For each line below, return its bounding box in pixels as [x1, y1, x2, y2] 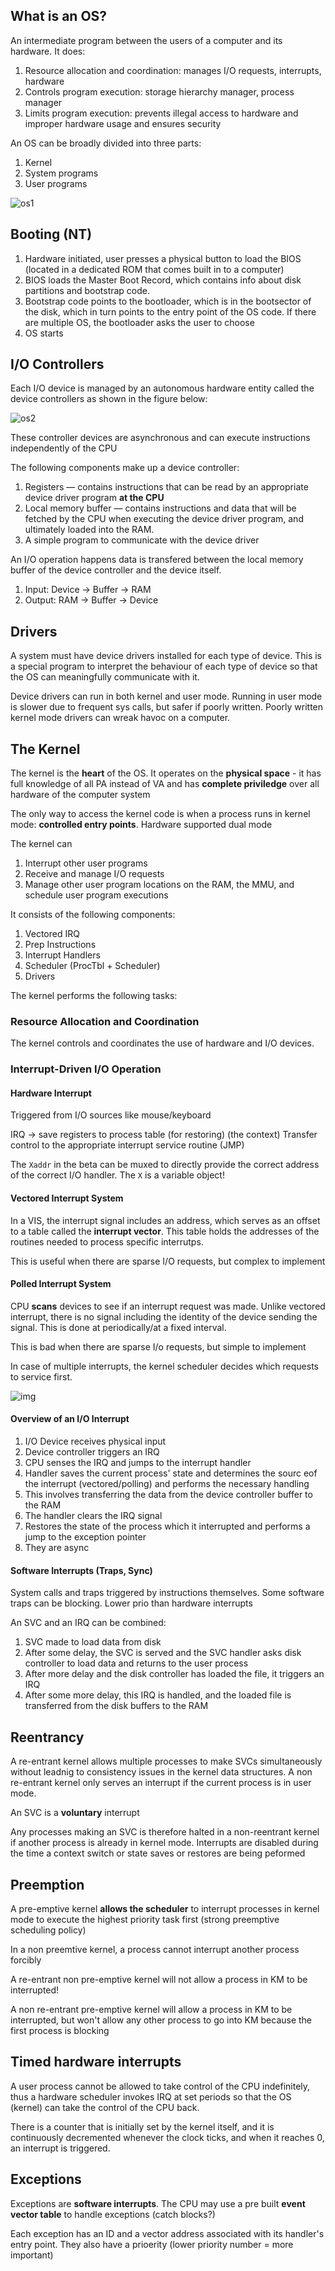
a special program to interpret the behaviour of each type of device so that [10, 660, 318, 673]
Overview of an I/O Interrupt [10, 1413, 130, 1425]
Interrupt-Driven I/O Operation [10, 1062, 162, 1076]
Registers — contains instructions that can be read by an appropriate [24, 481, 309, 493]
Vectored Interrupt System [10, 1192, 124, 1204]
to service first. [10, 1370, 73, 1383]
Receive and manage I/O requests [24, 868, 165, 880]
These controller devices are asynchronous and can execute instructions [10, 432, 311, 444]
